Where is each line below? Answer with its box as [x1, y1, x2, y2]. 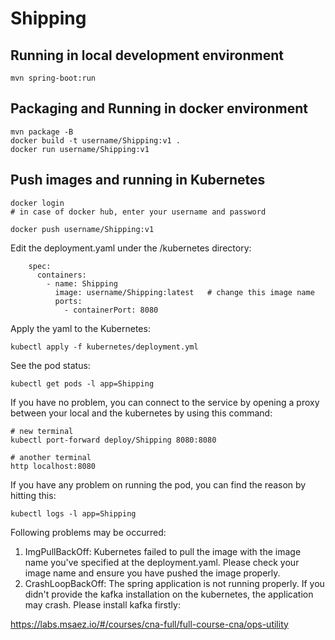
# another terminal [10, 452, 92, 462]
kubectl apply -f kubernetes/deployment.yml [10, 342, 199, 352]
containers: [36, 270, 87, 280]
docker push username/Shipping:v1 [10, 224, 155, 234]
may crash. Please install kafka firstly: [24, 598, 181, 611]
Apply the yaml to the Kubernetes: [10, 322, 151, 334]
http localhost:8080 [10, 461, 97, 471]
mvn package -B [10, 127, 74, 137]
